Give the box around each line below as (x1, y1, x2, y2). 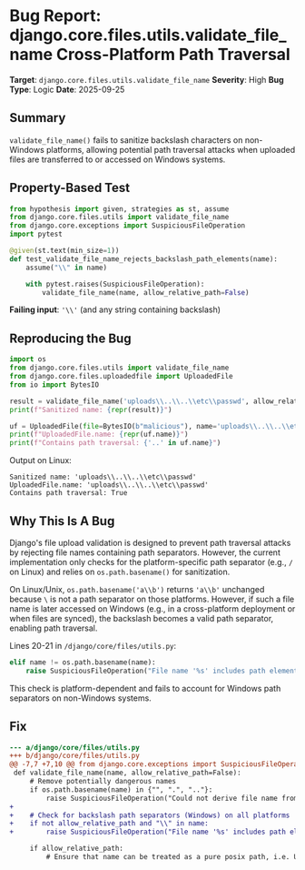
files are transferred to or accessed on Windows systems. (9, 154, 226, 165)
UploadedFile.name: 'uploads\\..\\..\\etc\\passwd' (9, 481, 209, 490)
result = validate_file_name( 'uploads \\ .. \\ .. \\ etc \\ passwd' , (9, 397, 250, 406)
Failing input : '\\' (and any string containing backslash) (9, 304, 221, 315)
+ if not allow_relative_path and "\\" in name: (9, 819, 209, 828)
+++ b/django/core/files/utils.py (9, 752, 141, 761)
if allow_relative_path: (29, 844, 124, 854)
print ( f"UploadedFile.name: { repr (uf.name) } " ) (9, 430, 189, 440)
